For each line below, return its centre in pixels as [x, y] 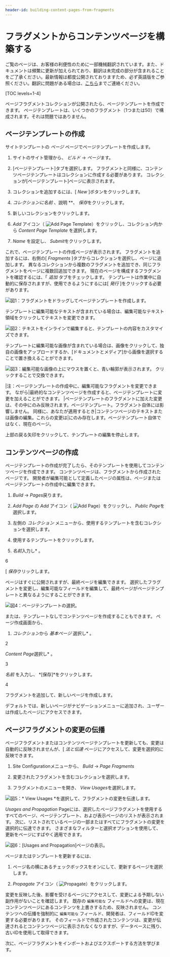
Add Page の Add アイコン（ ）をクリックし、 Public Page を [89, 506]
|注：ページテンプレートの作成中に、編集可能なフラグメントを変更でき [79, 386]
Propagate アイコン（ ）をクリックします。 [71, 884]
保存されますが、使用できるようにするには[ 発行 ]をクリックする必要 [90, 283]
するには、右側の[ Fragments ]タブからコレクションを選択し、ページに [83, 258]
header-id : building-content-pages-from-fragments [60, 10]
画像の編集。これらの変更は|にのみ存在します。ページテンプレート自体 [83, 418]
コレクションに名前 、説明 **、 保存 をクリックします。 [70, 202]
